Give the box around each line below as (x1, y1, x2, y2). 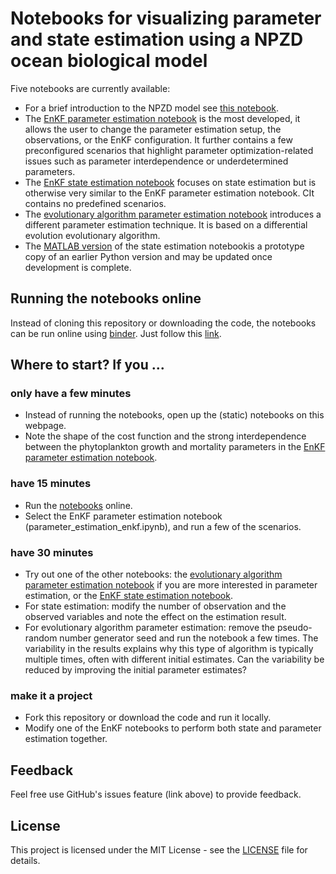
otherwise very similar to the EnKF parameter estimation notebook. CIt (24, 187, 315, 199)
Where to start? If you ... (10, 357, 165, 374)
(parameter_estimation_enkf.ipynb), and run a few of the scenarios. (24, 520, 302, 532)
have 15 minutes (10, 477, 92, 491)
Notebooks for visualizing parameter (10, 7, 322, 30)
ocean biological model (10, 50, 208, 72)
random (24, 632, 58, 644)
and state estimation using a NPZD (10, 28, 304, 51)
